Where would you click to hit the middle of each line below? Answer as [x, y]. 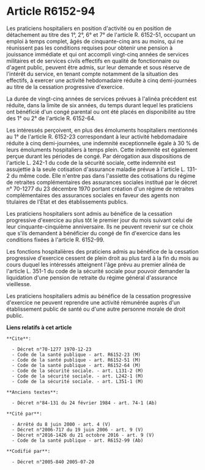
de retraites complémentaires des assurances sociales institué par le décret [102, 182]
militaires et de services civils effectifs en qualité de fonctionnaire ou [93, 61]
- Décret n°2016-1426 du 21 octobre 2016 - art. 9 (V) [83, 435]
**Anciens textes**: [33, 392]
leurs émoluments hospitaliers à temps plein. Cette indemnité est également [102, 150]
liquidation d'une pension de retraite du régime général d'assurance [92, 278]
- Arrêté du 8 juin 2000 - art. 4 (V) [61, 424]
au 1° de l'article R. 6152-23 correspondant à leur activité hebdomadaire [97, 137]
